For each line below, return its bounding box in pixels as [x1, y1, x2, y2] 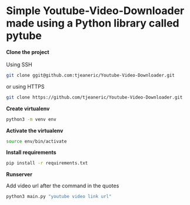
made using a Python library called [6, 16, 179, 30]
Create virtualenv [6, 105, 50, 112]
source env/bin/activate [6, 138, 67, 144]
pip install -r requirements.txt [6, 160, 88, 166]
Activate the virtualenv [6, 127, 64, 134]
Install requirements [6, 149, 57, 156]
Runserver [6, 171, 32, 178]
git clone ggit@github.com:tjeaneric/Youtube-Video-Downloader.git [6, 72, 175, 78]
